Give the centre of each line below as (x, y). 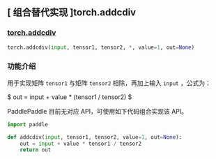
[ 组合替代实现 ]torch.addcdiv (72, 13)
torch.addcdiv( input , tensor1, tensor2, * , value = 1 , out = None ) (101, 47)
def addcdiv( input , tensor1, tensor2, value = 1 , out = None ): (95, 137)
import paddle (28, 124)
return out (36, 150)
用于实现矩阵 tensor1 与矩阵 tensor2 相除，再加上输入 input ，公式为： (109, 83)
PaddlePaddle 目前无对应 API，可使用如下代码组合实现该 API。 (98, 111)
